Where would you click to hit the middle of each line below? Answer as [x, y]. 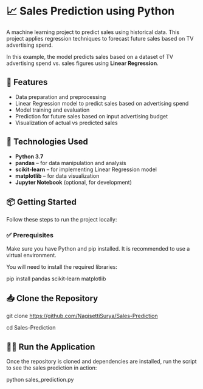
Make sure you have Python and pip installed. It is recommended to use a [98, 248]
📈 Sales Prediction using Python [91, 11]
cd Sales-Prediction [31, 328]
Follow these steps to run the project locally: [62, 220]
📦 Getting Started [42, 202]
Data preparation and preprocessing [60, 96]
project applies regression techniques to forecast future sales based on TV [100, 38]
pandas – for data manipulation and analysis [71, 163]
